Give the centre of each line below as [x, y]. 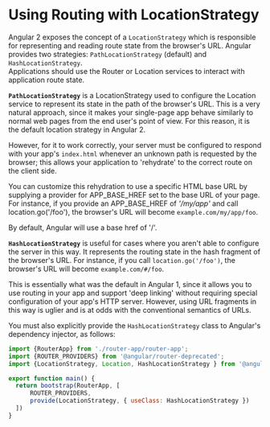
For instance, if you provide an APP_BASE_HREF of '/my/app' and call [123, 203]
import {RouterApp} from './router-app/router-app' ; [98, 349]
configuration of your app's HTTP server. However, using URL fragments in [133, 301]
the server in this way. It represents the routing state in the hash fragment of [135, 252]
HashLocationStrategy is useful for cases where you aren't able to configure [134, 243]
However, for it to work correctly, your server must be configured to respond [135, 145]
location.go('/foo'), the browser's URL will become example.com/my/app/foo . [133, 211]
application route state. [47, 80]
